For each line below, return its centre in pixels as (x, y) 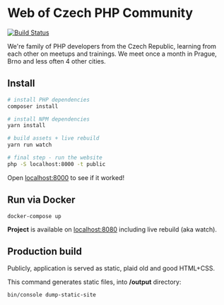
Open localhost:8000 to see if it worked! (66, 177)
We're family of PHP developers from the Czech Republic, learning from (112, 46)
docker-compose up (34, 216)
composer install (33, 106)
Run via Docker (41, 200)
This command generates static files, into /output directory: (94, 282)
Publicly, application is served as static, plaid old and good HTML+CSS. (111, 268)
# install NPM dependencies (49, 119)
